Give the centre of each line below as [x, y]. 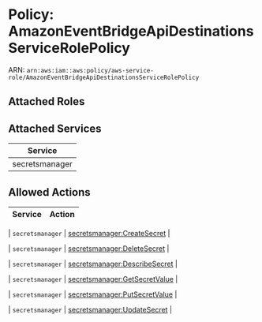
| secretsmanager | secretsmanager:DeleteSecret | [89, 248]
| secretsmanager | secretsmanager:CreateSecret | [89, 233]
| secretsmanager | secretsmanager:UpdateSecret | [90, 309]
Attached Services [55, 128]
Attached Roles [47, 101]
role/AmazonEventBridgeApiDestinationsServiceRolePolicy [104, 77]
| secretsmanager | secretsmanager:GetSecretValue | [93, 279]
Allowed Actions [49, 192]
